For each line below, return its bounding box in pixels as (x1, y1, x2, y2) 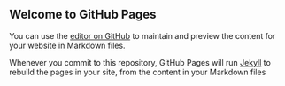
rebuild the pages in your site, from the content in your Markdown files (9, 66, 266, 77)
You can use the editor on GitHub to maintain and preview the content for (9, 30, 276, 41)
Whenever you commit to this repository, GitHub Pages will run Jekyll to (9, 57, 272, 67)
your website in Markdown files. (9, 40, 126, 51)
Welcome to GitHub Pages (9, 7, 157, 22)
